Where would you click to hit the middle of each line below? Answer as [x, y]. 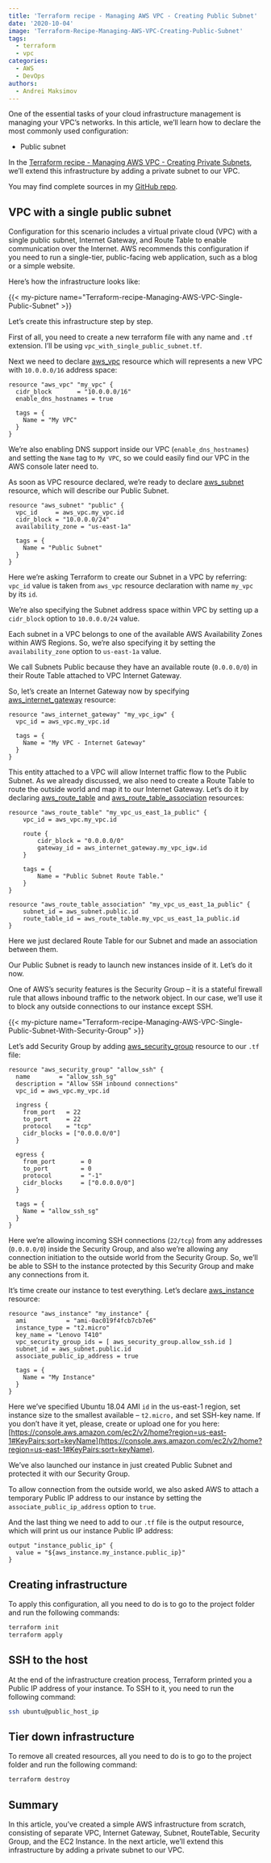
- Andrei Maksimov [47, 91]
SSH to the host [48, 1661]
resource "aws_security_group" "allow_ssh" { [86, 1070]
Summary [33, 1804]
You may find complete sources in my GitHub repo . [93, 187]
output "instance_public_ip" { [61, 1546]
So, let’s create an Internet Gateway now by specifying [99, 691]
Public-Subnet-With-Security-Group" [70, 1031]
